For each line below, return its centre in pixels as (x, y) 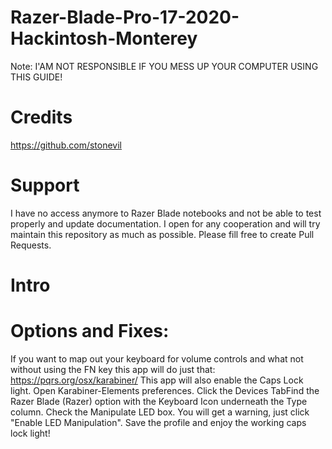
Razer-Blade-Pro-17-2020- (125, 17)
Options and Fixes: (90, 331)
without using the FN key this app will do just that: (113, 369)
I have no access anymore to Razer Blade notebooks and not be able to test (166, 213)
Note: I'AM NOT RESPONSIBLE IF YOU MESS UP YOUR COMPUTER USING (164, 66)
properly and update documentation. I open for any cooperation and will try (165, 223)
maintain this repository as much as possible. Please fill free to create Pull (162, 234)
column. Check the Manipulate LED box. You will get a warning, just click (160, 412)
